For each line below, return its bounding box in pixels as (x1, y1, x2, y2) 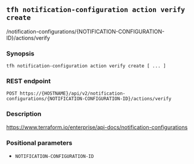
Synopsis (6, 49, 34, 57)
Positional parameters (6, 139, 73, 147)
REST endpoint (6, 77, 51, 86)
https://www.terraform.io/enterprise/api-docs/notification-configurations (6, 124, 188, 131)
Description (6, 110, 42, 118)
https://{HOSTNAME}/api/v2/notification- (19, 90, 126, 96)
